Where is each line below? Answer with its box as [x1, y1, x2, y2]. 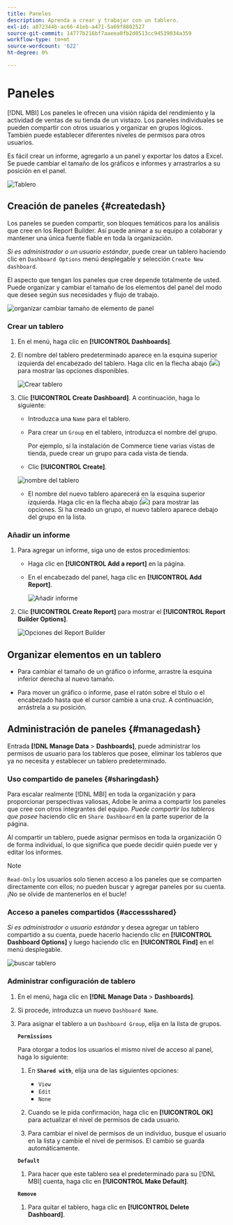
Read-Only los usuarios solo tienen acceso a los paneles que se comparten [7, 875, 222, 883]
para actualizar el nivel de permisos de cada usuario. [27, 1115, 180, 1124]
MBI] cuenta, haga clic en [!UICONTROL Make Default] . [27, 1177, 189, 1185]
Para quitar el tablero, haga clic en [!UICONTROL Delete [27, 1203, 190, 1211]
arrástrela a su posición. [17, 703, 87, 712]
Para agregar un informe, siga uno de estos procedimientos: [17, 546, 190, 555]
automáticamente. [27, 1143, 80, 1152]
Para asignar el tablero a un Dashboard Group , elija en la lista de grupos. [17, 1019, 222, 1027]
